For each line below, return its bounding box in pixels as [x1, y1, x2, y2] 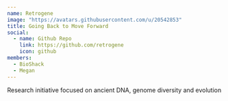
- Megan [13, 67, 36, 74]
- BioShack [13, 61, 45, 68]
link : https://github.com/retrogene [19, 42, 125, 48]
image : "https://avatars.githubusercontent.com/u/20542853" [7, 16, 183, 23]
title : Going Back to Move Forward [7, 23, 109, 29]
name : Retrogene [7, 10, 53, 17]
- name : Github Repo [13, 35, 72, 42]
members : [7, 55, 32, 61]
